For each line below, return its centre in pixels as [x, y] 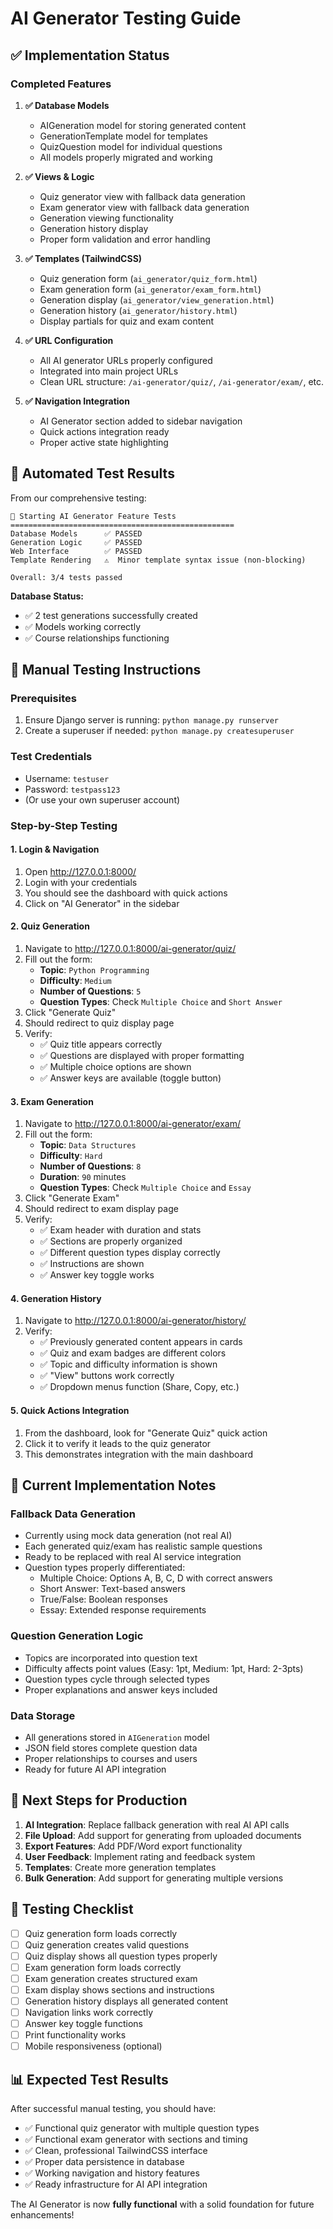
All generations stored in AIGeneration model [117, 1737]
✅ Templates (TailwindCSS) [83, 258]
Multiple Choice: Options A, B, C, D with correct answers [156, 1578]
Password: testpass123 [72, 789]
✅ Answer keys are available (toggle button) [130, 1078]
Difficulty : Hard [71, 1156]
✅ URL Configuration [69, 340]
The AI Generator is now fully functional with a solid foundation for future [162, 2204]
